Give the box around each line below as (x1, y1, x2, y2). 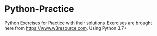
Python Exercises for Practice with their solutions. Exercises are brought (4, 20, 152, 26)
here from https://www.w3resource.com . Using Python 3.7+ (4, 25, 127, 31)
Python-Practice (4, 3, 74, 15)
